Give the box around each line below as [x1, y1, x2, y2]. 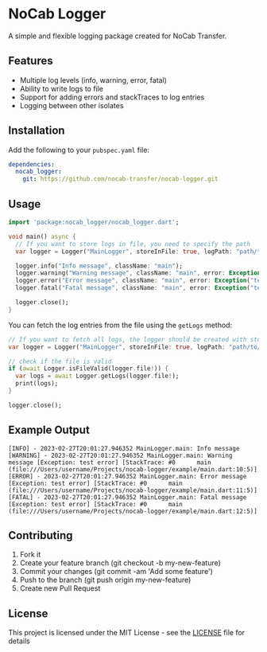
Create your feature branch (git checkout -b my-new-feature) [19, 558, 221, 568]
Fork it [19, 550, 41, 560]
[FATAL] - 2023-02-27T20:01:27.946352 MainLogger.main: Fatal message [8, 493, 247, 502]
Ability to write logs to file [19, 84, 104, 93]
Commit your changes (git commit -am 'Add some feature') [19, 567, 213, 576]
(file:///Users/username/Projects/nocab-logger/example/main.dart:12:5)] [8, 507, 258, 515]
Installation [8, 124, 65, 138]
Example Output [8, 424, 90, 437]
